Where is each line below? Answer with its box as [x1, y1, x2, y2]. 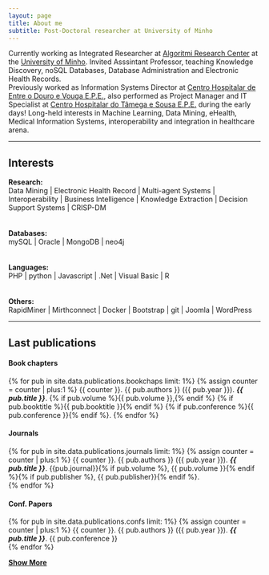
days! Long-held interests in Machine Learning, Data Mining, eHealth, [8, 108, 238, 118]
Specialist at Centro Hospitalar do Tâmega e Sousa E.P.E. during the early [8, 99, 251, 109]
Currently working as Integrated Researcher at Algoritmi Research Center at [8, 49, 259, 59]
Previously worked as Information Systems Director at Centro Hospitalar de [8, 83, 256, 92]
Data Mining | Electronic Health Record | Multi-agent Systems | [8, 186, 215, 196]
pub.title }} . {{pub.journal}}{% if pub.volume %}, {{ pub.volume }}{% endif [8, 463, 255, 473]
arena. [8, 125, 30, 135]
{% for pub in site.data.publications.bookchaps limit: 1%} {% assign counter [8, 376, 259, 386]
